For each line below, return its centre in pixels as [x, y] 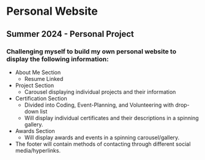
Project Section [35, 85]
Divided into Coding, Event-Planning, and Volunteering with [99, 105]
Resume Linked [44, 78]
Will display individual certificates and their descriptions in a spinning [111, 118]
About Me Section [38, 72]
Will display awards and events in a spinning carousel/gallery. [102, 137]
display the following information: [58, 59]
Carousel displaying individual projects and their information [100, 92]
